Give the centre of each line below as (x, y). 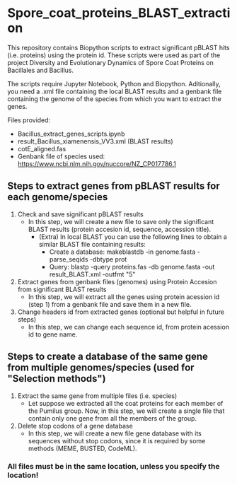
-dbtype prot (108, 259)
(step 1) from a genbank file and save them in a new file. (110, 304)
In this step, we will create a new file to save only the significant (121, 221)
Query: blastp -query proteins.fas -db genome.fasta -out (132, 267)
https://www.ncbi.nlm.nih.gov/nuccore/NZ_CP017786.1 (97, 163)
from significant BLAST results (62, 289)
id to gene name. (53, 334)
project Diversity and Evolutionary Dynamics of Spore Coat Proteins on (110, 62)
